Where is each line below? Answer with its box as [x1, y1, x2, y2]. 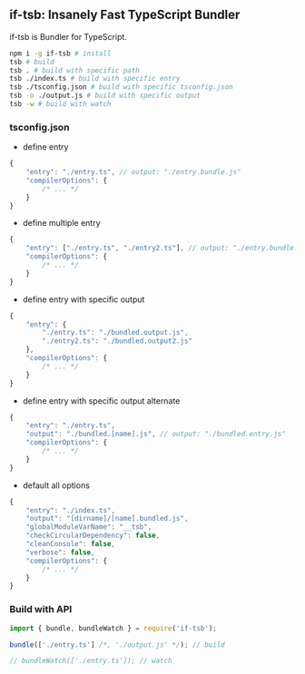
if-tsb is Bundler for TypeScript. [9, 31, 127, 42]
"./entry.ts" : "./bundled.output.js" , [42, 328, 189, 337]
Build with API [9, 603, 73, 616]
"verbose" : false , [25, 548, 95, 557]
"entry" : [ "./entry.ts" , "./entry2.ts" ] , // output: [25, 244, 230, 253]
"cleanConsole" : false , [25, 540, 116, 549]
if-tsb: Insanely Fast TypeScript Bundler [9, 7, 241, 23]
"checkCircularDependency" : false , [25, 531, 161, 541]
